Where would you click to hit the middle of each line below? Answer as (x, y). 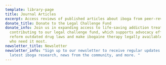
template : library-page (30, 10)
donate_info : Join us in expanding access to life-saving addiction (77, 28)
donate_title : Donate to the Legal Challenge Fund (58, 23)
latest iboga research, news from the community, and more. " (75, 55)
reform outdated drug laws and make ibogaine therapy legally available (86, 37)
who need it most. (29, 42)
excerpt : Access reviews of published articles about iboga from (74, 19)
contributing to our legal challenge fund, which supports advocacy (82, 32)
